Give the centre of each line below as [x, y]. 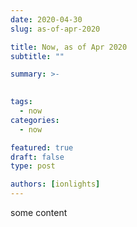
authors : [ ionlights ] [55, 184]
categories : [35, 120]
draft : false [37, 157]
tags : [21, 102]
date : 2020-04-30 [46, 19]
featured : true [42, 147]
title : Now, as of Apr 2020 [69, 47]
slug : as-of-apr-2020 [55, 29]
